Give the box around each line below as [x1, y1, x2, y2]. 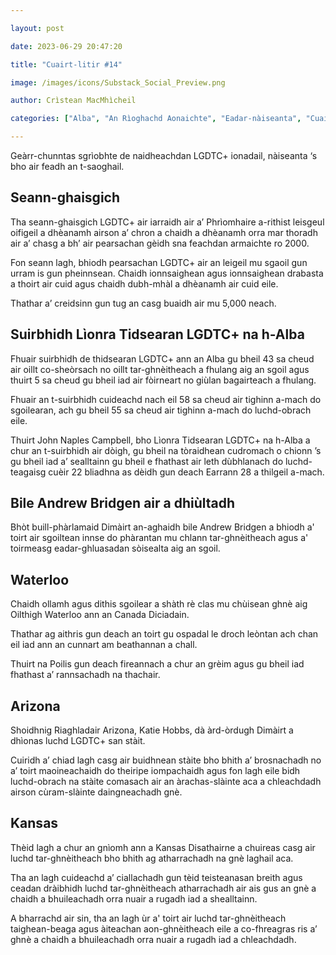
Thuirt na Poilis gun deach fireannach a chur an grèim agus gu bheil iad [10, 658, 305, 670]
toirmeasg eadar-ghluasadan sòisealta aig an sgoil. [10, 542, 221, 555]
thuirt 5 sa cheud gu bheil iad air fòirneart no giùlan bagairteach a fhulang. [10, 374, 317, 386]
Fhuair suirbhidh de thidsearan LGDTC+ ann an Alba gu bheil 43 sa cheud [10, 352, 315, 365]
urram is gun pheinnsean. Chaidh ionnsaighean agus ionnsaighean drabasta [10, 267, 324, 279]
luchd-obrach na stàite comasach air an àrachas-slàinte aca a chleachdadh [10, 776, 322, 788]
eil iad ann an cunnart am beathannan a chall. [10, 639, 198, 651]
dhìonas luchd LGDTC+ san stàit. [10, 735, 146, 747]
